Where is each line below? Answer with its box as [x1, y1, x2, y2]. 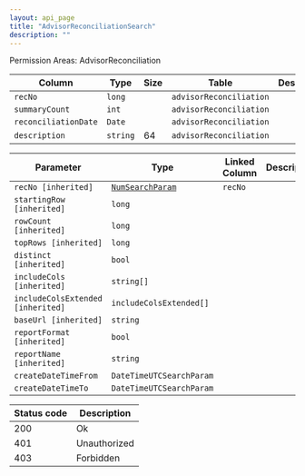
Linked [224, 155, 255, 168]
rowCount [14, 216, 52, 227]
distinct [14, 251, 52, 261]
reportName [14, 349, 61, 360]
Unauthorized [75, 437, 134, 450]
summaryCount [14, 104, 71, 114]
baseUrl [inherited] [14, 315, 103, 325]
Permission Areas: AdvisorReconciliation [9, 55, 162, 66]
